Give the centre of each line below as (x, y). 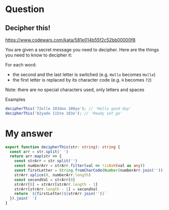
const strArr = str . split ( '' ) (46, 161)
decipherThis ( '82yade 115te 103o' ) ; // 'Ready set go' (64, 113)
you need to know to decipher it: (39, 55)
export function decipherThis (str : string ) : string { (63, 147)
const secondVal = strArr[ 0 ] (45, 180)
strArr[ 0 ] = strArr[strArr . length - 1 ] (56, 184)
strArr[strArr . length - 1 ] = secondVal (56, 189)
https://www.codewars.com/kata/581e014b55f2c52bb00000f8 (70, 40)
